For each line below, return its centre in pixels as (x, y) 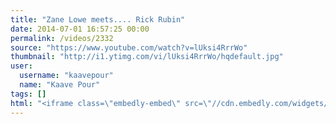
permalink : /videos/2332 (62, 38)
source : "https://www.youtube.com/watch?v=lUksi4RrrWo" (129, 47)
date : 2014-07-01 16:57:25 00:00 (80, 29)
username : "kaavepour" (66, 76)
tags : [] (28, 94)
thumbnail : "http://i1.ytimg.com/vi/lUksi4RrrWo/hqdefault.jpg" (147, 57)
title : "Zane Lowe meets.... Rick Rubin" (98, 19)
